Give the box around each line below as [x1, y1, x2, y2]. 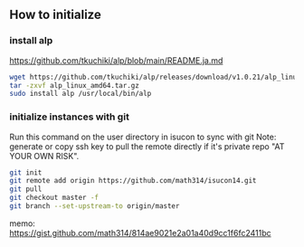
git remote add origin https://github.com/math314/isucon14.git [9, 176, 257, 185]
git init [9, 167, 43, 177]
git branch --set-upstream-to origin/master [9, 202, 180, 211]
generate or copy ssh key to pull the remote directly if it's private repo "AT [9, 140, 285, 152]
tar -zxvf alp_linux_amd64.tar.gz [9, 81, 140, 90]
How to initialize [9, 7, 101, 23]
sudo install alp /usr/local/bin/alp [9, 90, 152, 99]
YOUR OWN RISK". [9, 150, 80, 161]
